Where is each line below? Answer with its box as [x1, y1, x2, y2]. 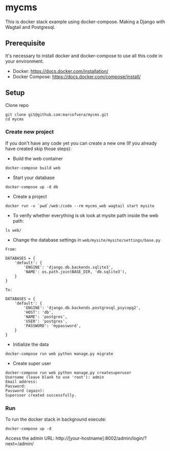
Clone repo [5, 102, 29, 108]
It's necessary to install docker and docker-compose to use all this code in [5, 52, 163, 59]
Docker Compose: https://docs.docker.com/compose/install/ [12, 74, 141, 80]
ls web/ [5, 228, 22, 233]
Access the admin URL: [5, 435, 55, 441]
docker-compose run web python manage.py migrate [5, 351, 114, 356]
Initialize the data [12, 341, 49, 347]
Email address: [5, 379, 38, 384]
